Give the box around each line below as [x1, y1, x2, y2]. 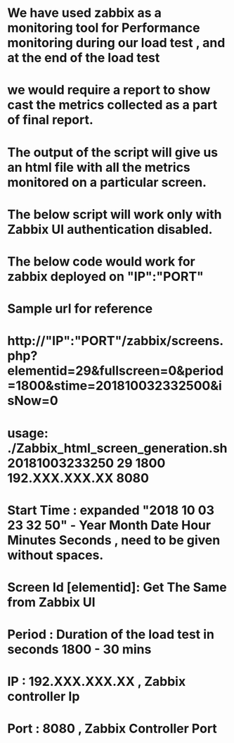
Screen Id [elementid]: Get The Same [7, 579, 227, 595]
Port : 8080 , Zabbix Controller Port [7, 720, 218, 737]
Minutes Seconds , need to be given [7, 532, 221, 548]
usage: [7, 425, 49, 441]
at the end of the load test [7, 50, 160, 66]
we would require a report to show [7, 82, 211, 98]
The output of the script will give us [7, 144, 219, 160]
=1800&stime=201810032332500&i [7, 378, 223, 394]
